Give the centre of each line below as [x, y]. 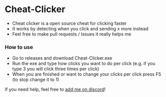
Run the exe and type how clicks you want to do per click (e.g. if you [84, 64]
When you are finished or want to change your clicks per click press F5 [87, 74]
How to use [19, 47]
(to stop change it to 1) [36, 80]
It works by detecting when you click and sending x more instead [80, 28]
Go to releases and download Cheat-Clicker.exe [62, 58]
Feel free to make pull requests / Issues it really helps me [72, 34]
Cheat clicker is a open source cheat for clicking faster [69, 23]
